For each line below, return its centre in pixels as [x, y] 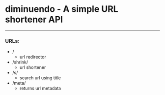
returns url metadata [40, 88]
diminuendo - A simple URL [62, 9]
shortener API [34, 19]
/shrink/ [20, 62]
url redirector [33, 57]
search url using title [40, 78]
